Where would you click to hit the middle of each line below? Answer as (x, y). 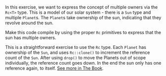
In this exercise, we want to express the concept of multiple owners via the (82, 7)
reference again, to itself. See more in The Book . (55, 68)
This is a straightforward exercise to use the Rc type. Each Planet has (76, 47)
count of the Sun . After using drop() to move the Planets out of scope (76, 58)
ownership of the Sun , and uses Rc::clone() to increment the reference (78, 52)
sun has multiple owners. (31, 38)
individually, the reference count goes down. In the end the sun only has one (83, 63)
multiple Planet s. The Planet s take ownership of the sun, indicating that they (83, 18)
